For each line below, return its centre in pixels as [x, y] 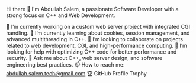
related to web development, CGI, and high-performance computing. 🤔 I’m [97, 45]
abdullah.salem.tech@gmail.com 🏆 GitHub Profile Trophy [76, 73]
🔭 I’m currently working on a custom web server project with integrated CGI [98, 27]
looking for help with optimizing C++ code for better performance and [91, 52]
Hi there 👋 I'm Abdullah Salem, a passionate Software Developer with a [92, 9]
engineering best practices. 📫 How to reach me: [66, 64]
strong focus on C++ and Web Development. [61, 15]
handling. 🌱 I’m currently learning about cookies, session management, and [98, 33]
